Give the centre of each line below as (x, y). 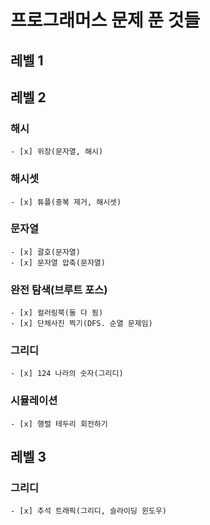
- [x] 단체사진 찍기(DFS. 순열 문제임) (81, 324)
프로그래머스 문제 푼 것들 (105, 20)
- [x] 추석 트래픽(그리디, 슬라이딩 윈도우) (88, 511)
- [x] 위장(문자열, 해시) (57, 152)
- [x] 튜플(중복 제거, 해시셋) (66, 202)
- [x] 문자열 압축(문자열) (58, 262)
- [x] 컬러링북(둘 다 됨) (57, 313)
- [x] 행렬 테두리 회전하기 (59, 424)
